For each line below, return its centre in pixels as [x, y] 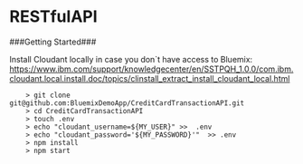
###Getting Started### [53, 42]
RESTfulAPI [53, 17]
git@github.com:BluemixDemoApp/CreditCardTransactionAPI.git [127, 103]
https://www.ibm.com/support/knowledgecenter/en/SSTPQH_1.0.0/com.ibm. [151, 69]
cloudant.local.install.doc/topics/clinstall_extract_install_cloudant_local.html [150, 78]
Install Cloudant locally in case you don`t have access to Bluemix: [131, 59]
